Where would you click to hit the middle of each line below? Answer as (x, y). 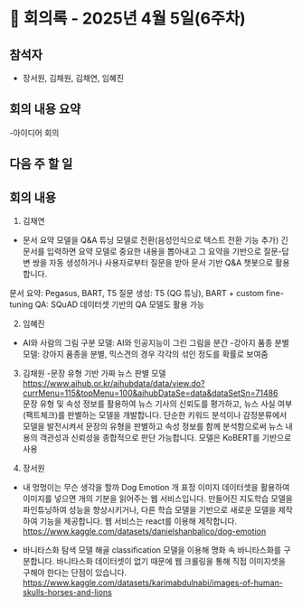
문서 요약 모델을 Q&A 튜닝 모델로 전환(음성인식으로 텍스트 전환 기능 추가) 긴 (156, 240)
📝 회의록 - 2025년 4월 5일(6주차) (127, 19)
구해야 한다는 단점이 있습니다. (75, 573)
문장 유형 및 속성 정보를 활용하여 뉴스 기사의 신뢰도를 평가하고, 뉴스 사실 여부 (157, 404)
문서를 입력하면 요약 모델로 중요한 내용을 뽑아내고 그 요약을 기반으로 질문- (152, 252)
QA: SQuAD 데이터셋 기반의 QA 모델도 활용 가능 (120, 304)
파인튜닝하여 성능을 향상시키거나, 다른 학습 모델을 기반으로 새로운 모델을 (149, 510)
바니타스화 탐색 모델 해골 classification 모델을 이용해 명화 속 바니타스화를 (152, 550)
